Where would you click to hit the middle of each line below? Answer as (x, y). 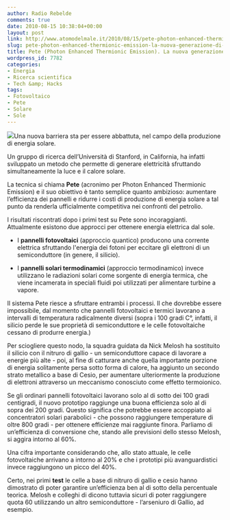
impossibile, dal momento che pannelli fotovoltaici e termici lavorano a (106, 310)
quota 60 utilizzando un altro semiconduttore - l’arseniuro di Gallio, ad (105, 502)
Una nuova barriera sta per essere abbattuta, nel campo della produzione (117, 136)
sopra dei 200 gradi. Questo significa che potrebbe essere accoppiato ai (110, 410)
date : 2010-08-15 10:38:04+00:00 (55, 26)
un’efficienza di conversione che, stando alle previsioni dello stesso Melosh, (114, 432)
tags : (15, 90)
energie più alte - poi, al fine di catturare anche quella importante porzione (112, 360)
